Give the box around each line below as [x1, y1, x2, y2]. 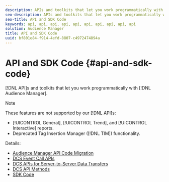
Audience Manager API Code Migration [12, 150, 94, 156]
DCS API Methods [12, 166, 50, 172]
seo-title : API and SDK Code [5, 17, 66, 22]
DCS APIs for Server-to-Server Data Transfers [12, 160, 108, 167]
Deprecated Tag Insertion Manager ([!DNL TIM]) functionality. [12, 130, 141, 136]
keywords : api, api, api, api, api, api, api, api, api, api [5, 21, 136, 27]
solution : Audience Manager [5, 26, 64, 31]
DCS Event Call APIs [12, 155, 55, 161]
